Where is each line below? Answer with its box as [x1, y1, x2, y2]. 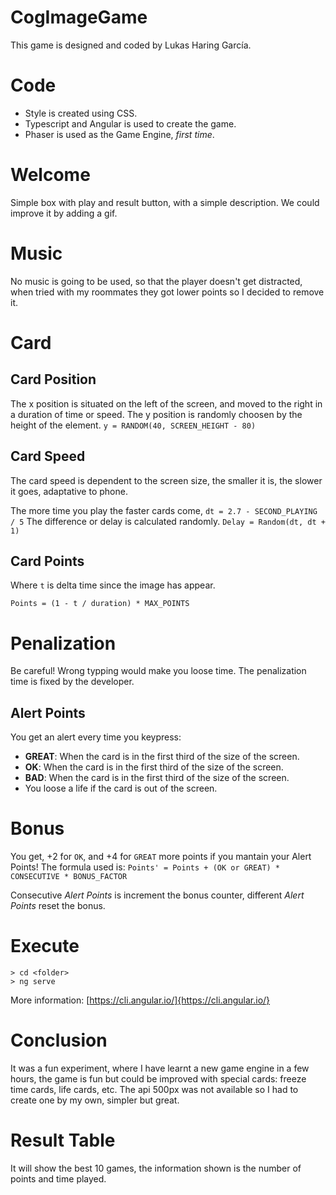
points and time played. [10, 1172, 107, 1185]
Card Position [10, 371, 97, 388]
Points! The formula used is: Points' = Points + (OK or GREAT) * [10, 861, 281, 873]
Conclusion [10, 1029, 108, 1052]
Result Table [10, 1129, 116, 1152]
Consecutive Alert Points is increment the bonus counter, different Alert [10, 889, 305, 901]
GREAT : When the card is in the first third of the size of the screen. [24, 751, 300, 763]
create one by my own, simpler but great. [10, 1094, 180, 1106]
